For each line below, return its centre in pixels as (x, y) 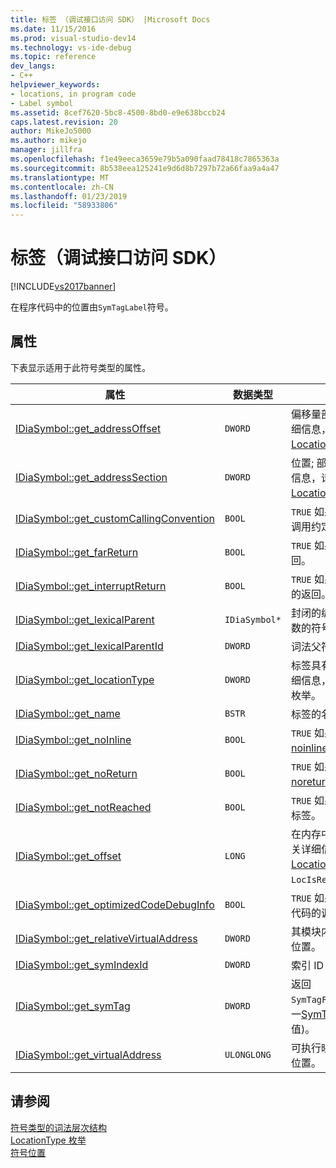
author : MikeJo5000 (51, 131)
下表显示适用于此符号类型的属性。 (80, 367)
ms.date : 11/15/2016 (53, 29)
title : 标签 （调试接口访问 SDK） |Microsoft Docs (110, 19)
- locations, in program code (73, 94)
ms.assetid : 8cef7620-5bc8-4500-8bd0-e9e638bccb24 (118, 112)
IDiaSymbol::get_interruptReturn (91, 586)
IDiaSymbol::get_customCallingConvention (115, 518)
